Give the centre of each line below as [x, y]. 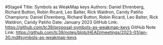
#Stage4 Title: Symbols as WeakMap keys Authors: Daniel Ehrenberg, [75, 7]
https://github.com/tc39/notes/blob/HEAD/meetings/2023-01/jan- [82, 32]
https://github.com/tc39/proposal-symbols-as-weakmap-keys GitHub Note [81, 27]
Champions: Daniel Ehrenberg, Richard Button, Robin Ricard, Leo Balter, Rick [81, 17]
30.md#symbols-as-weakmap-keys [41, 37]
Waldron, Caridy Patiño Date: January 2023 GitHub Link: [62, 22]
